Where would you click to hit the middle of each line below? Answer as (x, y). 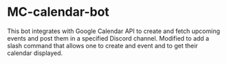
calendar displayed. (35, 53)
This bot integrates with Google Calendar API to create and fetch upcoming (113, 31)
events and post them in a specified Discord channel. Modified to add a (108, 38)
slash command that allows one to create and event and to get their (102, 45)
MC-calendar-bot (58, 12)
